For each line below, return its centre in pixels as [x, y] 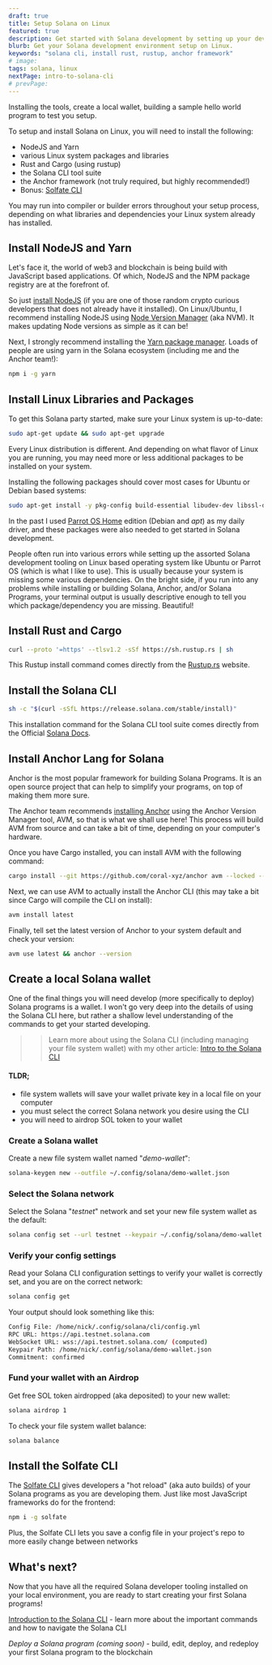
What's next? [43, 1567]
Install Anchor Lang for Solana [86, 758]
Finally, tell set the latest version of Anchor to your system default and [125, 930]
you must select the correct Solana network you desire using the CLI [134, 1111]
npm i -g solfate [38, 1518]
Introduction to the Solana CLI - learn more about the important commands [133, 1620]
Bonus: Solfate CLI [51, 189]
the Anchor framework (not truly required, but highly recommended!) [135, 181]
